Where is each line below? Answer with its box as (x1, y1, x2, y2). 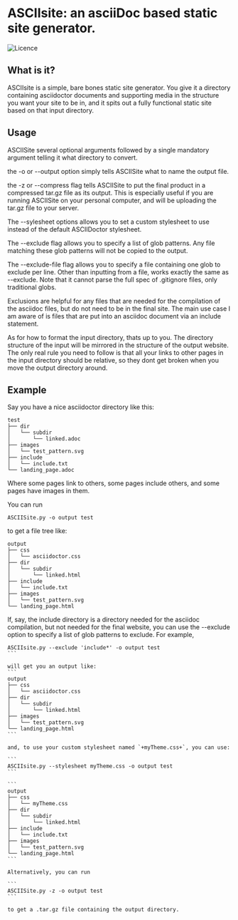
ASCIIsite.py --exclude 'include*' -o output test (7, 644, 161, 651)
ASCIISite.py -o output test (7, 515, 94, 522)
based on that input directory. (7, 105, 94, 115)
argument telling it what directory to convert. (7, 153, 138, 162)
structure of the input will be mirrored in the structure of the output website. (7, 341, 229, 349)
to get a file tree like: (7, 527, 67, 535)
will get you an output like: (7, 663, 97, 671)
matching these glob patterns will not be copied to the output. (7, 246, 188, 254)
